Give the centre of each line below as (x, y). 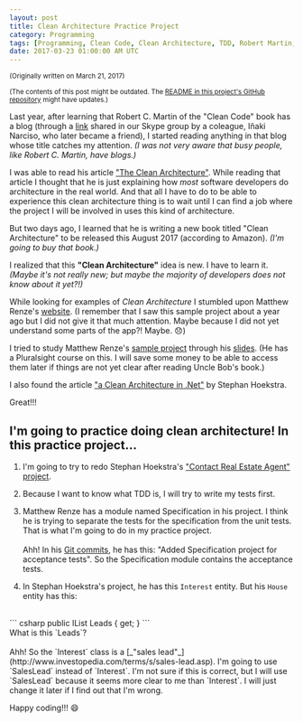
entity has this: (50, 595)
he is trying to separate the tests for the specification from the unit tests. (157, 520)
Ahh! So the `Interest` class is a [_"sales (83, 652)
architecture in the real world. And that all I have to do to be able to (133, 192)
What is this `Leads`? (48, 633)
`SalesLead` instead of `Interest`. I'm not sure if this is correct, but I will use (148, 670)
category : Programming (52, 34)
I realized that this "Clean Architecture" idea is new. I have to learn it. (139, 265)
